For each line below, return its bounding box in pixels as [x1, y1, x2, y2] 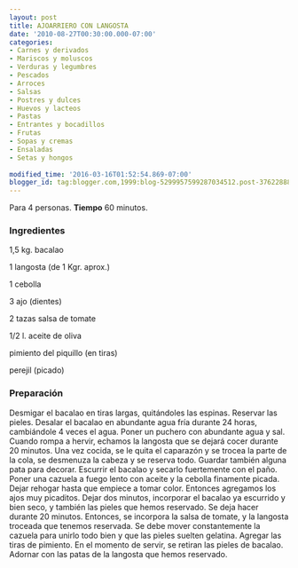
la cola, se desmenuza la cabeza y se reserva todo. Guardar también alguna [9, 454, 286, 465]
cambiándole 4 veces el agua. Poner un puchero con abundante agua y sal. [9, 426, 286, 437]
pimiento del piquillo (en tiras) [9, 348, 118, 359]
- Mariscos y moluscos [9, 54, 93, 63]
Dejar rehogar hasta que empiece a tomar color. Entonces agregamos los [9, 483, 277, 493]
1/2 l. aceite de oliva [9, 330, 82, 342]
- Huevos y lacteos [9, 104, 82, 113]
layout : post [9, 12, 58, 22]
